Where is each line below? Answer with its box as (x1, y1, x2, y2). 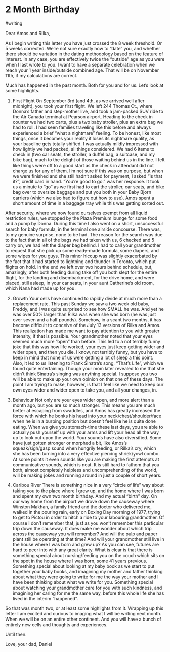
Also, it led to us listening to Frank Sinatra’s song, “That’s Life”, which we (12, 360, 163, 366)
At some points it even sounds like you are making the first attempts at (12, 456, 159, 462)
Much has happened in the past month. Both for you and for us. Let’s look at (5, 82, 164, 88)
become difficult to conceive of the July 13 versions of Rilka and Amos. (12, 322, 161, 328)
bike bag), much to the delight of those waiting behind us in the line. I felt (12, 156, 165, 163)
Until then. (5, 631, 27, 637)
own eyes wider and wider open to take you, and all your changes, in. (12, 387, 158, 393)
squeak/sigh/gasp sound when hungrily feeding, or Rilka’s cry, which (12, 445, 156, 451)
